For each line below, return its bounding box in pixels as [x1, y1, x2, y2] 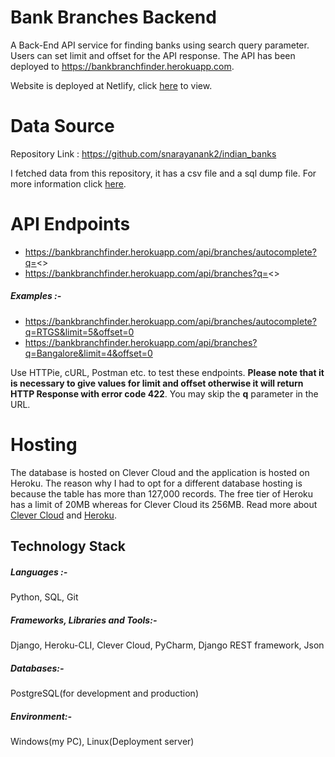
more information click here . [10, 177, 127, 190]
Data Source [10, 115, 115, 138]
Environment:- [10, 710, 73, 722]
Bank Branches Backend [10, 6, 217, 29]
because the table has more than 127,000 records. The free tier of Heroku [10, 487, 314, 500]
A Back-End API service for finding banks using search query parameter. [10, 39, 310, 51]
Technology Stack [10, 538, 126, 555]
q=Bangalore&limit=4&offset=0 [24, 347, 153, 359]
